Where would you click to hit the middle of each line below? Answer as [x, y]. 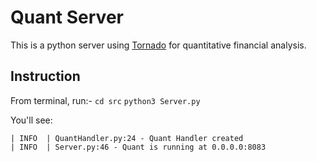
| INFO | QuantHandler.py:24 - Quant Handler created [127, 138]
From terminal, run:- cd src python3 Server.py [105, 100]
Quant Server [67, 17]
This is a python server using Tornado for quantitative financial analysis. [158, 45]
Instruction [45, 76]
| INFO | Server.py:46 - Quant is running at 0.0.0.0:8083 [138, 147]
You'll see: [31, 120]
